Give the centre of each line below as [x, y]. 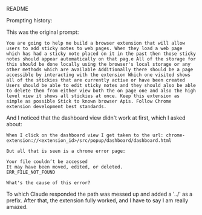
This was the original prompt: [43, 32]
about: [14, 124]
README [18, 9]
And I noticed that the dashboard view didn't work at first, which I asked [96, 118]
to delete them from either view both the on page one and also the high [101, 91]
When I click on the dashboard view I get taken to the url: [85, 135]
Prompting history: [29, 20]
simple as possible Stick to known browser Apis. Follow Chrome [89, 101]
